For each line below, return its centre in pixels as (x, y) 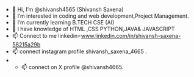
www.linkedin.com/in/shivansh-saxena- (131, 36)
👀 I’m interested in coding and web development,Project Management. (100, 16)
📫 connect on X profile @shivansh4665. (72, 67)
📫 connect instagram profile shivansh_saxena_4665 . (80, 51)
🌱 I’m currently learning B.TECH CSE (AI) (63, 22)
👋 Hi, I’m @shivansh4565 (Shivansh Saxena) (68, 9)
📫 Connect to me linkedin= (46, 36)
